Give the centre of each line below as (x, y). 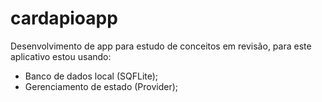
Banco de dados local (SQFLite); (91, 76)
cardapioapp (64, 18)
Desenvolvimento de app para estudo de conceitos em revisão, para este (161, 46)
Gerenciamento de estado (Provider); (101, 86)
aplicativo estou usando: (61, 56)
